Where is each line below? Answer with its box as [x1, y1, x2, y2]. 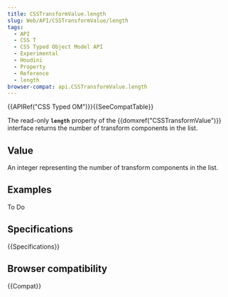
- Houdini [13, 57, 43, 64]
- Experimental [13, 50, 59, 58]
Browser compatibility [7, 263, 108, 275]
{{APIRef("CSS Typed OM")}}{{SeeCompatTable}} [7, 102, 154, 111]
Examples [7, 184, 52, 196]
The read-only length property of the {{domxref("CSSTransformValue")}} [7, 117, 222, 125]
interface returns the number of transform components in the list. [7, 124, 198, 132]
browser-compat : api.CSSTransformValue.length [7, 83, 148, 90]
